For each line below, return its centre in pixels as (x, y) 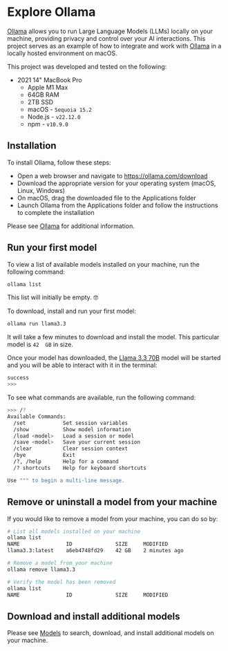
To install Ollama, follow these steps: (59, 162)
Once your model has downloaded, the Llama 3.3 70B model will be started (114, 358)
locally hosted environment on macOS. (62, 53)
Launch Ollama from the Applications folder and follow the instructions (117, 205)
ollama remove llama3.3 (41, 569)
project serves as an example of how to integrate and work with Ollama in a (114, 46)
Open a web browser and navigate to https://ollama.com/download (112, 176)
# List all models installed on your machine (74, 531)
